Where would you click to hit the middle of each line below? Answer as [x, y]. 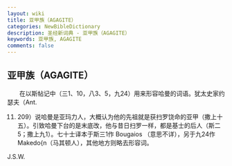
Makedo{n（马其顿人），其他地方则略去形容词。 [85, 142]
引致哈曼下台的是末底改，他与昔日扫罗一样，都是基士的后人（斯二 [126, 125]
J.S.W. [16, 156]
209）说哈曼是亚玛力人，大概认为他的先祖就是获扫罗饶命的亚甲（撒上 [117, 117]
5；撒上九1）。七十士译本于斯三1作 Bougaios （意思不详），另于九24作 [116, 134]
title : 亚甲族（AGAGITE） [42, 20]
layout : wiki [26, 13]
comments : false [30, 46]
